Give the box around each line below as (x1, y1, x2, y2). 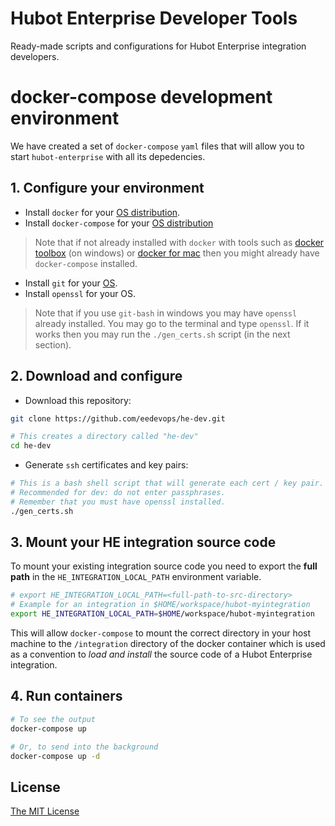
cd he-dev (10, 441, 52, 451)
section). (34, 338, 72, 351)
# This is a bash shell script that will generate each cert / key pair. (10, 478, 325, 489)
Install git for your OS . (24, 277, 118, 289)
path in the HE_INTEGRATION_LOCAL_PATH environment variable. (10, 571, 262, 583)
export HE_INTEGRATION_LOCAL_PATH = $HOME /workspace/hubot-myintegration (10, 609, 315, 619)
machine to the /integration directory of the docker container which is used (10, 638, 326, 650)
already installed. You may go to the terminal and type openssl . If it (34, 317, 310, 329)
